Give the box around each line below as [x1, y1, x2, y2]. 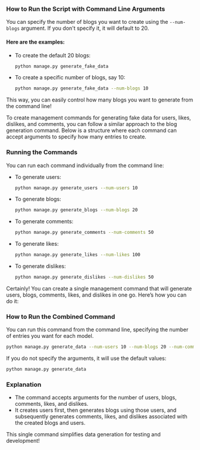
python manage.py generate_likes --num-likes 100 [14, 252, 141, 258]
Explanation [6, 380, 42, 389]
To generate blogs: [14, 196, 61, 203]
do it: [6, 297, 19, 304]
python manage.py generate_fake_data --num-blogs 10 [14, 85, 149, 91]
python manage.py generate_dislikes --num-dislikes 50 [14, 274, 154, 281]
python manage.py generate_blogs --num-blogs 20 [14, 207, 138, 213]
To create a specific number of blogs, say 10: [14, 74, 126, 81]
